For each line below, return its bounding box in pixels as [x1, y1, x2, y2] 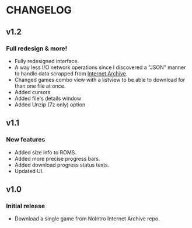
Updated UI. [14, 167, 44, 174]
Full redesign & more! [6, 44, 68, 53]
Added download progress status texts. [14, 161, 110, 168]
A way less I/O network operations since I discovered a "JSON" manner [14, 64, 186, 71]
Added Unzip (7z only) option [14, 101, 86, 108]
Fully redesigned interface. [14, 57, 79, 64]
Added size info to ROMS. [14, 148, 77, 156]
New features [6, 136, 46, 144]
